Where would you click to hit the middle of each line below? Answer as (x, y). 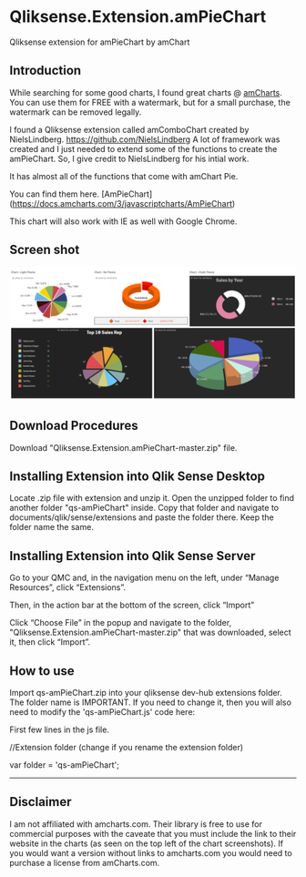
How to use (42, 671)
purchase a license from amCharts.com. (85, 862)
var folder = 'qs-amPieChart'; (65, 765)
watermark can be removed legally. (76, 112)
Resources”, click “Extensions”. (67, 587)
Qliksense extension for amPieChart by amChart (100, 42)
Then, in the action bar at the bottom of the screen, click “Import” (132, 605)
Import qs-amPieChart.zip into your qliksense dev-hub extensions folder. (146, 693)
